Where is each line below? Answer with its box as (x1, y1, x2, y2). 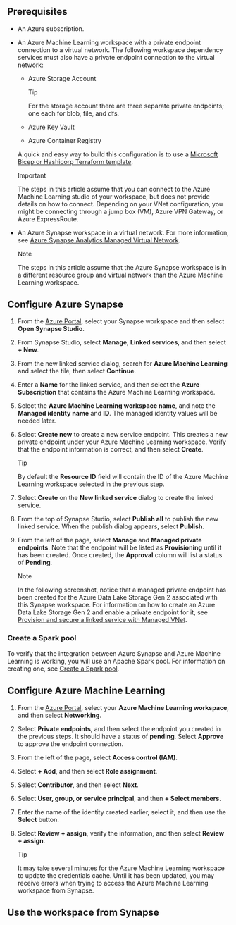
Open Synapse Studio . (17, 325, 85, 333)
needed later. (17, 416, 56, 425)
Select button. (17, 815, 60, 824)
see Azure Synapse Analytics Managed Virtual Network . (17, 235, 181, 244)
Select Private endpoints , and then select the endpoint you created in (17, 724, 221, 733)
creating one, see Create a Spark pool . (7, 664, 120, 673)
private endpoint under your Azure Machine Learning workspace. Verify (17, 437, 227, 446)
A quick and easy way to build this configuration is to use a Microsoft (17, 150, 218, 159)
